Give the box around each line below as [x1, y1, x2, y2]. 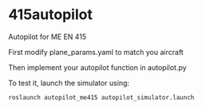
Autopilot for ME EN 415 [8, 32, 87, 41]
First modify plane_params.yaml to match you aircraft [8, 47, 184, 56]
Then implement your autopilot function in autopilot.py [8, 62, 187, 72]
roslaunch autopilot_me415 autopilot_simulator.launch [8, 93, 195, 101]
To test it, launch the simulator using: [8, 78, 130, 88]
